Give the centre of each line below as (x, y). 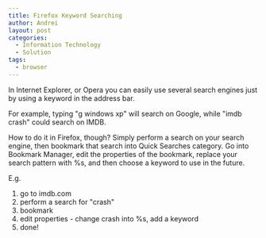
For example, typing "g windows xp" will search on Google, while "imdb (125, 113)
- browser (31, 67)
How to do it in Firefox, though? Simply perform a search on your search (126, 137)
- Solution (33, 52)
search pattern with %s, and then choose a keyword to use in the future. (127, 163)
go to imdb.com (45, 193)
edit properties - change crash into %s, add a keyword (109, 218)
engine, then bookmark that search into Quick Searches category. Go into (129, 146)
